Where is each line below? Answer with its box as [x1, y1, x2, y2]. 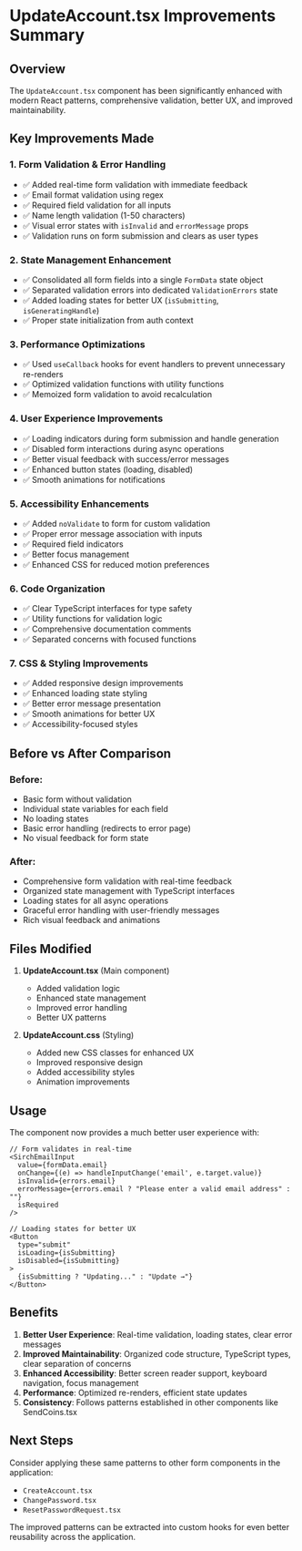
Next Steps [9, 1433, 74, 1449]
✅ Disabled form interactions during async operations [22, 443, 225, 454]
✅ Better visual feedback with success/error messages [22, 453, 230, 465]
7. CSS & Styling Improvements [9, 657, 148, 670]
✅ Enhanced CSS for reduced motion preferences [22, 559, 210, 570]
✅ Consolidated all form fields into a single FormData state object [22, 274, 264, 285]
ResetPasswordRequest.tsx [22, 1505, 121, 1515]
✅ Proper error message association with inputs [22, 528, 203, 539]
